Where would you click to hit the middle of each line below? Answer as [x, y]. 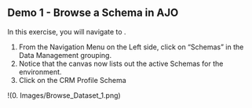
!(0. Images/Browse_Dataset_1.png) [64, 95]
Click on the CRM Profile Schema [72, 80]
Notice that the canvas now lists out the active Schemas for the [121, 63]
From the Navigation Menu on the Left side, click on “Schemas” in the [131, 47]
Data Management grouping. [65, 55]
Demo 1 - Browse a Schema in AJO [93, 13]
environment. [40, 72]
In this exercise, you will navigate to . [67, 31]
